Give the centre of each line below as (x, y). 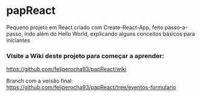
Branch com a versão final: (40, 81)
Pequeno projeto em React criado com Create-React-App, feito (85, 27)
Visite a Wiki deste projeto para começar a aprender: (85, 56)
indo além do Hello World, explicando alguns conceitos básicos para (110, 33)
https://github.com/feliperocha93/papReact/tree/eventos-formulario (91, 87)
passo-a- (176, 27)
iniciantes (18, 40)
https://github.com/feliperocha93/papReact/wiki (66, 69)
